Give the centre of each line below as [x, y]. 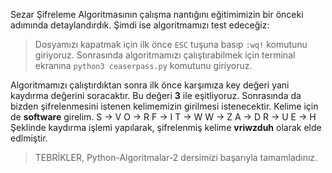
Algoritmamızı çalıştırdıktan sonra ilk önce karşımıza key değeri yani [150, 85]
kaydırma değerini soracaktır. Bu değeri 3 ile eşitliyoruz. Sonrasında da [156, 95]
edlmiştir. [29, 138]
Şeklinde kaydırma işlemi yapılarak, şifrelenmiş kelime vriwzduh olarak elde [166, 127]
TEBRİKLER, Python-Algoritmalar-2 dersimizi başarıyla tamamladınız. [176, 157]
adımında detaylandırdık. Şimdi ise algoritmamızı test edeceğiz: [140, 25]
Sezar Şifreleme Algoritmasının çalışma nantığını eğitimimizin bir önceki [157, 14]
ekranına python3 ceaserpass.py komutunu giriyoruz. [143, 65]
